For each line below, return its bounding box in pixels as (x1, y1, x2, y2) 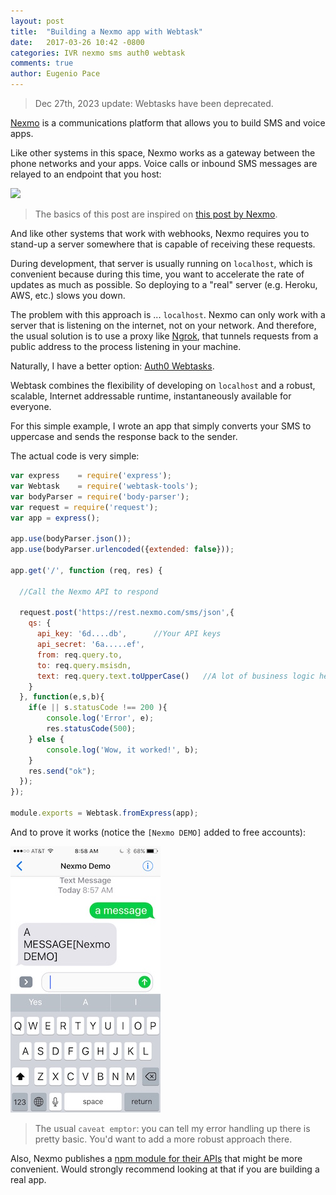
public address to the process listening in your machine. (10, 341, 242, 352)
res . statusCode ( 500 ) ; (46, 724, 137, 734)
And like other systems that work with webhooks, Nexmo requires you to (10, 228, 310, 239)
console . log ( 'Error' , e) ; (46, 713, 155, 724)
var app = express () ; (10, 513, 101, 523)
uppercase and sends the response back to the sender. (10, 431, 238, 442)
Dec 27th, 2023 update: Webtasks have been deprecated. (34, 98, 274, 109)
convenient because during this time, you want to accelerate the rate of (10, 268, 305, 280)
